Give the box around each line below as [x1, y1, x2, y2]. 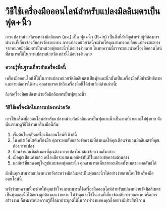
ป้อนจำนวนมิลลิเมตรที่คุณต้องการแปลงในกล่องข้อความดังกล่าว [12, 148, 115, 154]
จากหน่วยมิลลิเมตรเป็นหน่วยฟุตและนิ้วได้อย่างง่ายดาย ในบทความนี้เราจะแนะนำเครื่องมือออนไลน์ [5, 45, 162, 51]
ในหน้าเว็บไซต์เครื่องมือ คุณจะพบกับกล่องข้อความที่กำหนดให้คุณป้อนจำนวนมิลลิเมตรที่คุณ [12, 137, 160, 143]
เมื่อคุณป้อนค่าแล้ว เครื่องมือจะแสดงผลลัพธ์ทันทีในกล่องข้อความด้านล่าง [12, 154, 130, 160]
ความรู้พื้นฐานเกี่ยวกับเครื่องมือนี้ [5, 64, 67, 71]
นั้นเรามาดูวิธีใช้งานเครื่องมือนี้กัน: [5, 121, 60, 127]
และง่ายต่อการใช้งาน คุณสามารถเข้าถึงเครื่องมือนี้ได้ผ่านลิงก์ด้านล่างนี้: [5, 81, 118, 87]
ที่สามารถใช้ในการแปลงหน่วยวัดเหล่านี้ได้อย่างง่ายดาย [5, 51, 92, 57]
